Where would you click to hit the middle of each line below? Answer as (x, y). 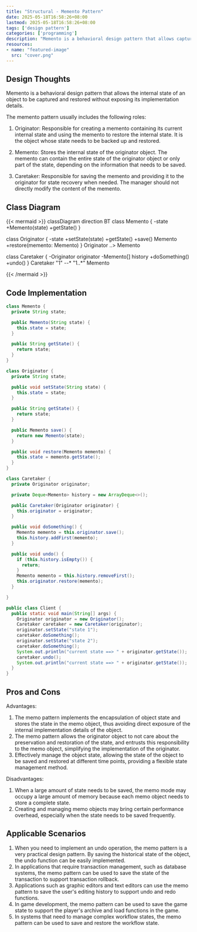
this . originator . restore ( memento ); (60, 582)
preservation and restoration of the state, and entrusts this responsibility (102, 742)
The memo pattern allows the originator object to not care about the (96, 736)
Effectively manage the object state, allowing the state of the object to (99, 755)
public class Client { (34, 608)
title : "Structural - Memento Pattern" (55, 11)
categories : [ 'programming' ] (42, 34)
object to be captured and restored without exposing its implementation (93, 99)
